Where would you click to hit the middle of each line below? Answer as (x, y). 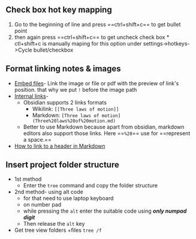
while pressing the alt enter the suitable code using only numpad (105, 211)
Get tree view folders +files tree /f (58, 230)
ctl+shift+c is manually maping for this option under (78, 43)
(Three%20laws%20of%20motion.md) (74, 121)
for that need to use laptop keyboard (68, 198)
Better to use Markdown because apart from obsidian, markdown (104, 127)
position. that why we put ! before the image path (76, 89)
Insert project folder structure (62, 165)
